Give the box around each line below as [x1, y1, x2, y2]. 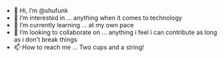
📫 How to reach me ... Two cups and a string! [13, 43, 145, 51]
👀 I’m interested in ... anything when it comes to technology [13, 14, 183, 22]
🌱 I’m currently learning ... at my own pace [13, 21, 134, 29]
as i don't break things [13, 35, 78, 44]
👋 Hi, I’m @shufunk [13, 7, 68, 14]
